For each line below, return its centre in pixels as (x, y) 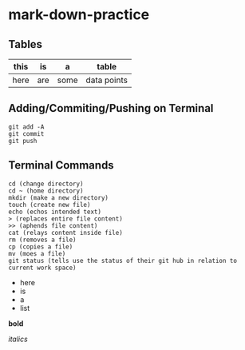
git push (23, 141)
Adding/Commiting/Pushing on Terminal (111, 108)
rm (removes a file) (43, 240)
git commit (26, 133)
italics (18, 339)
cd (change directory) (46, 184)
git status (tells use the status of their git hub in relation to (123, 261)
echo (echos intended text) (55, 212)
